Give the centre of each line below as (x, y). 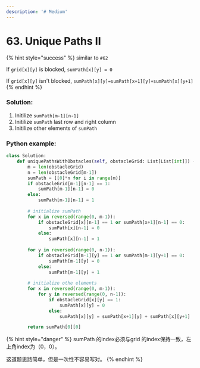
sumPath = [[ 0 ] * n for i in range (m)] (74, 178)
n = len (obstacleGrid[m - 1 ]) (62, 172)
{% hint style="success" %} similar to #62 (57, 58)
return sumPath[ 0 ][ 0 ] (54, 327)
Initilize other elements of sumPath (56, 128)
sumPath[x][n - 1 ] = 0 (74, 228)
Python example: (31, 144)
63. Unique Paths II (54, 41)
